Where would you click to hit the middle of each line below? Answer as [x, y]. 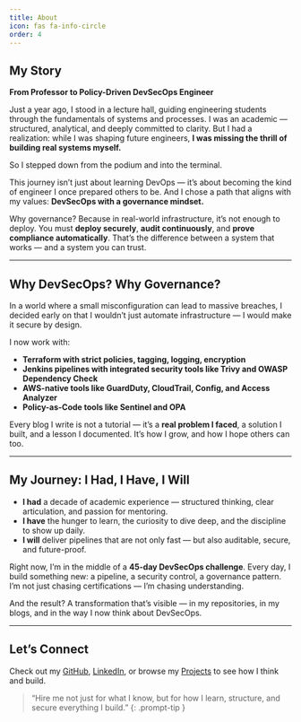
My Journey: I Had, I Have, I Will [99, 480]
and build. [28, 680]
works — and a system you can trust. [78, 248]
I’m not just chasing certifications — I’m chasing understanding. [127, 586]
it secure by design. [46, 325]
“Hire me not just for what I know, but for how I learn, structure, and [155, 698]
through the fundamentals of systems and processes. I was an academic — [149, 119]
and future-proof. [54, 549]
